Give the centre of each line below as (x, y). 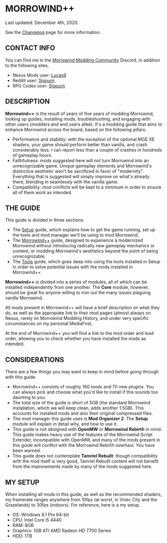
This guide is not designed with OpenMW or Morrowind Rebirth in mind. (87, 429)
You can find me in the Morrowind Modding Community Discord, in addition (83, 60)
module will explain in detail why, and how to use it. (65, 424)
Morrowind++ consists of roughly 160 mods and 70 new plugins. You (83, 387)
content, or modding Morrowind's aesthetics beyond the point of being (85, 251)
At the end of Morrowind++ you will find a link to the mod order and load (80, 333)
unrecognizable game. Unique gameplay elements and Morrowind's (82, 166)
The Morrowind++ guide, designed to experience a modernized (78, 240)
